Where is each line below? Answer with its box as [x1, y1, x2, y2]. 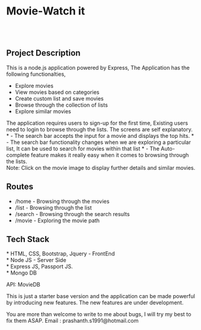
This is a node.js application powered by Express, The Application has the [6, 64, 190, 71]
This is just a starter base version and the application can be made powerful [6, 293, 195, 300]
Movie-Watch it [6, 4, 86, 18]
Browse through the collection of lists [14, 101, 108, 108]
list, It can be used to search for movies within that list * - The [6, 145, 160, 152]
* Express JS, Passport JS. [6, 263, 74, 270]
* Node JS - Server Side [6, 257, 66, 264]
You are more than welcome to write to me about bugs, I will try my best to [6, 311, 191, 318]
